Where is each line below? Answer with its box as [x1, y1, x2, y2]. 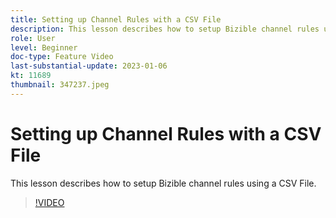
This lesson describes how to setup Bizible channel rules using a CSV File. [10, 177, 317, 189]
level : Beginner [10, 42, 78, 53]
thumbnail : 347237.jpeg [10, 80, 110, 90]
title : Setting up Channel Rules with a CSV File [10, 14, 222, 25]
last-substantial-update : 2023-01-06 [10, 61, 168, 71]
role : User [10, 33, 56, 43]
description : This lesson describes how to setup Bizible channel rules [10, 24, 320, 34]
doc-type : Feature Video [10, 52, 114, 62]
